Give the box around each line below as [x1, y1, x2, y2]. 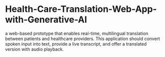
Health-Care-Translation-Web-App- [5, 3, 157, 15]
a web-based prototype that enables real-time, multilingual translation [5, 30, 148, 36]
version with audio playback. [5, 46, 64, 52]
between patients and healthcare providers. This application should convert [5, 36, 160, 42]
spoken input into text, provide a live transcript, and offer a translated [5, 41, 147, 47]
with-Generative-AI [5, 14, 87, 25]
